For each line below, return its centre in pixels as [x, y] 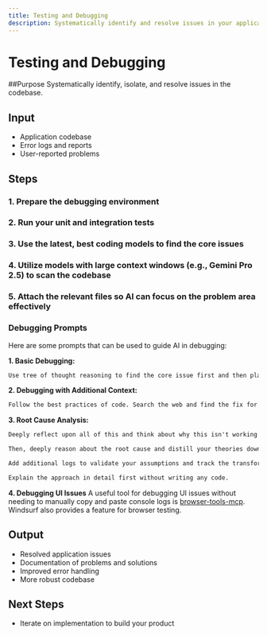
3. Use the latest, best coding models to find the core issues [126, 244]
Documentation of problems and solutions [88, 562]
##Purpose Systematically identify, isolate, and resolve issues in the [120, 84]
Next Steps [36, 604]
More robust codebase [57, 579]
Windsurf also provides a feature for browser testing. [95, 510]
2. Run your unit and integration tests [81, 223]
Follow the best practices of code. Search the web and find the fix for [133, 405]
